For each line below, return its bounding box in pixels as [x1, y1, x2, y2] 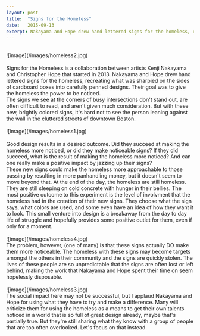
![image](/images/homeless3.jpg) [6, 286, 88, 293]
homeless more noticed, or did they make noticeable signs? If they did [6, 147, 179, 154]
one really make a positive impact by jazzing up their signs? [6, 160, 152, 167]
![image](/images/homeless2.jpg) [6, 52, 88, 59]
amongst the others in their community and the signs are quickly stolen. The [6, 254, 193, 262]
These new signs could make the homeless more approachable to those [6, 166, 183, 173]
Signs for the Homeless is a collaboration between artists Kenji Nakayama [6, 64, 187, 71]
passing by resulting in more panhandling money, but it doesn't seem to [6, 172, 182, 179]
